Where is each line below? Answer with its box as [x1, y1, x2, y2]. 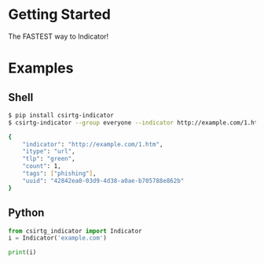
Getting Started [8, 6, 112, 24]
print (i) [8, 248, 37, 257]
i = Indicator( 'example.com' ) [8, 234, 108, 242]
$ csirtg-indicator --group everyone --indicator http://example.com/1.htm [8, 118, 262, 127]
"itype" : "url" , [22, 147, 76, 155]
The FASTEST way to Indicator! [8, 32, 109, 41]
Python [8, 206, 45, 220]
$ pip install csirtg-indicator [8, 111, 114, 119]
